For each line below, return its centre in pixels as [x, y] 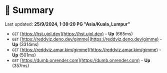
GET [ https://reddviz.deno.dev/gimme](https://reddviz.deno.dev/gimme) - [87, 39]
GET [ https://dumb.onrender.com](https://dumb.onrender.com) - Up [81, 60]
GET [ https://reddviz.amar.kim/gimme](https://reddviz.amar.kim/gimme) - [86, 49]
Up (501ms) [24, 55]
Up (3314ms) [25, 44]
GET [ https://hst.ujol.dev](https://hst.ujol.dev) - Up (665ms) [72, 33]
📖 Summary [29, 10]
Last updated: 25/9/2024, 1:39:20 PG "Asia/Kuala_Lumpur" [67, 24]
